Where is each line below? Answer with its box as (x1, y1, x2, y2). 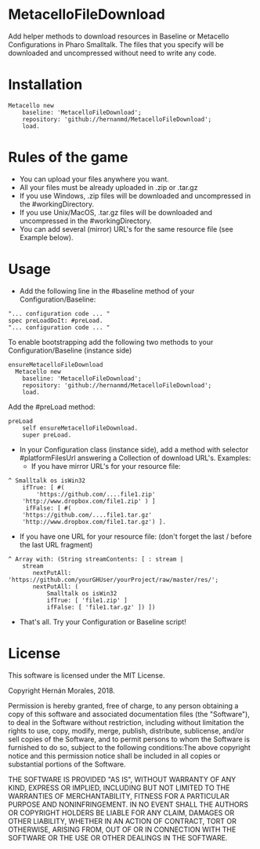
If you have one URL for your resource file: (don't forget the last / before (19, 532, 252, 541)
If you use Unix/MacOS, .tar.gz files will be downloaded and (19, 207, 213, 217)
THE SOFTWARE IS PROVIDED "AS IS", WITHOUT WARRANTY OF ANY (8, 774, 237, 784)
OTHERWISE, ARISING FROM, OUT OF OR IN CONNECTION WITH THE (8, 825, 237, 834)
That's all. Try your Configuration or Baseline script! (19, 617, 186, 626)
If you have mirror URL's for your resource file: (31, 461, 182, 470)
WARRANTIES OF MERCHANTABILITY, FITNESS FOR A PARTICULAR (8, 791, 229, 800)
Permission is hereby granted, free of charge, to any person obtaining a (8, 701, 239, 710)
